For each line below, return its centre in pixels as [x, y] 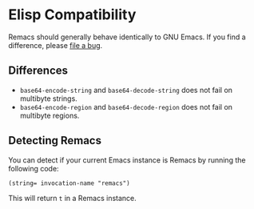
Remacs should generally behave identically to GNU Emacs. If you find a [127, 37]
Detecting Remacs [55, 141]
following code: [34, 168]
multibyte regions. [50, 115]
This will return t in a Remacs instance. [73, 198]
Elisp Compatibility [72, 15]
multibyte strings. [48, 98]
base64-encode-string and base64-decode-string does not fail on [126, 90]
